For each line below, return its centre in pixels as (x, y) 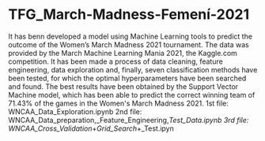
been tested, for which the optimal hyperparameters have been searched (127, 78)
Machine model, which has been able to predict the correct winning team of (132, 95)
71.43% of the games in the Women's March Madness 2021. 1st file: (119, 103)
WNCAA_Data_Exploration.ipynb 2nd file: (75, 111)
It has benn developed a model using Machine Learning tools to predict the (131, 36)
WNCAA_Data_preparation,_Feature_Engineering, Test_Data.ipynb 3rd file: (129, 120)
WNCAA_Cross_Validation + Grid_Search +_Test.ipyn (91, 128)
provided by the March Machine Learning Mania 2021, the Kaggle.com (123, 53)
